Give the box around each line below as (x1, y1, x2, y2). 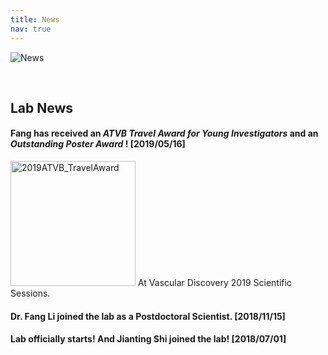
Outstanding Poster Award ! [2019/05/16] (10, 138, 186, 150)
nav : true (10, 24, 52, 34)
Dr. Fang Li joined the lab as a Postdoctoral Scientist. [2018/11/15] (10, 310, 286, 322)
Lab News (10, 99, 74, 116)
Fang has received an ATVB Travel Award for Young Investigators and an (10, 127, 319, 140)
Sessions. (10, 287, 51, 300)
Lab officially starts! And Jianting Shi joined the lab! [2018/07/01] (10, 333, 287, 345)
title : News (10, 14, 60, 25)
